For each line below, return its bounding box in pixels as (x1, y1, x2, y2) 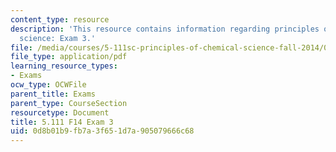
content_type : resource (10, 14, 110, 25)
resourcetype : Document (10, 107, 110, 118)
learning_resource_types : (10, 61, 118, 71)
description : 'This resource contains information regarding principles (10, 24, 320, 34)
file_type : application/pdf (10, 52, 128, 62)
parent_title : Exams (10, 89, 97, 99)
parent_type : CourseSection (10, 98, 128, 108)
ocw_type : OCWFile (10, 80, 87, 90)
